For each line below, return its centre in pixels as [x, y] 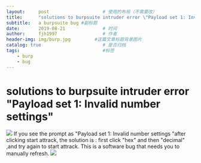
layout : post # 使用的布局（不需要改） [82, 12]
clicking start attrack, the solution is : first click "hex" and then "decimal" [96, 140]
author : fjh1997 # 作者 [62, 34]
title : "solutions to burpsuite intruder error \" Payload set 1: [96, 17]
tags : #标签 [60, 51]
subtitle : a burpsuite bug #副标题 [52, 23]
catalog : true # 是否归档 [66, 45]
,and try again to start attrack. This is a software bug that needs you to [93, 146]
